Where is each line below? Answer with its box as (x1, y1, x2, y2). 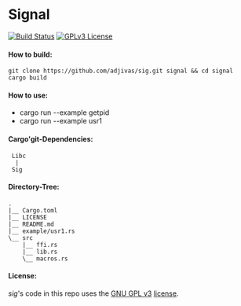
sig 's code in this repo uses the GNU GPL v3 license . (8, 289, 179, 298)
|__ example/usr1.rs (8, 227, 76, 235)
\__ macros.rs (22, 254, 68, 263)
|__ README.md (8, 220, 55, 228)
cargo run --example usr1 (19, 116, 102, 126)
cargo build (8, 74, 47, 82)
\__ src (8, 234, 34, 241)
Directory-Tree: (8, 182, 60, 192)
